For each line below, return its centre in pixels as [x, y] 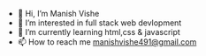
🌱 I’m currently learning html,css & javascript [99, 32]
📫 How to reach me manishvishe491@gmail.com [107, 42]
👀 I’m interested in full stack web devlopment [99, 23]
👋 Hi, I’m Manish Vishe [58, 14]
